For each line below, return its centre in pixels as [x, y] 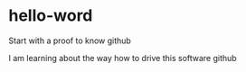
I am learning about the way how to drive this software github [123, 58]
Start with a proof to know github [70, 40]
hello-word [51, 16]
